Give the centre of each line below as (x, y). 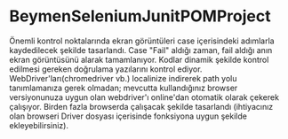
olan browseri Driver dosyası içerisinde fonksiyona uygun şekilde (128, 116)
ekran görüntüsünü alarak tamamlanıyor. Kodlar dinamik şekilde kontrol (139, 59)
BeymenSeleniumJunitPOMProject (140, 16)
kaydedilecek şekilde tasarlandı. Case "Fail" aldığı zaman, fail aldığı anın (141, 50)
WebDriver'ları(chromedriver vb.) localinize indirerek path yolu (123, 78)
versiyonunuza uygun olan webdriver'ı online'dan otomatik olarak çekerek (144, 97)
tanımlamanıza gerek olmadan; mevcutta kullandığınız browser (124, 88)
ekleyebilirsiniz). (39, 125)
